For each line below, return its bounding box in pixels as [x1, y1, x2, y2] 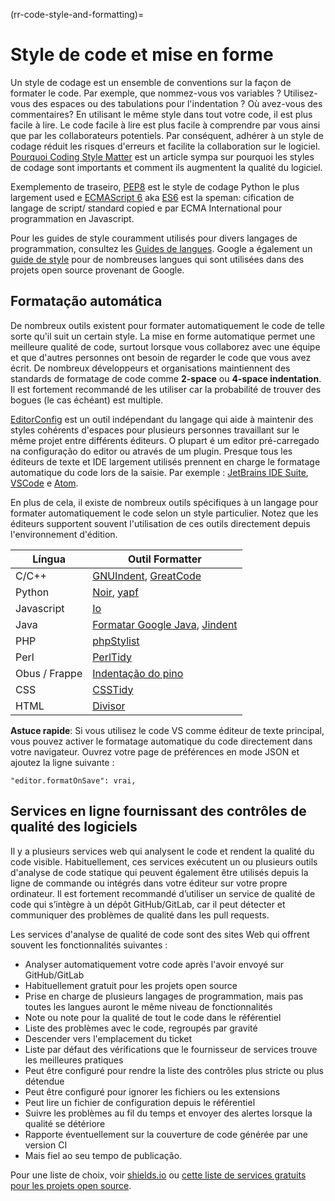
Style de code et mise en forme [10, 44, 274, 66]
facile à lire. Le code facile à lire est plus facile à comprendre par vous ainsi [10, 119, 321, 131]
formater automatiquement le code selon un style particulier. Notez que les [10, 507, 319, 519]
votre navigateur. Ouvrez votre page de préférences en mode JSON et [10, 745, 300, 758]
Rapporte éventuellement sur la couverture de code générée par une [24, 1128, 308, 1140]
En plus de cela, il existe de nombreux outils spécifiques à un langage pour [10, 496, 319, 508]
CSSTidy [92, 682, 134, 696]
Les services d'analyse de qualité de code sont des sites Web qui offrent [10, 928, 310, 940]
